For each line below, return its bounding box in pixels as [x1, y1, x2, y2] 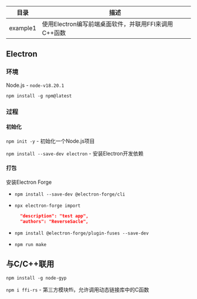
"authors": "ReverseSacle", [20, 219, 89, 224]
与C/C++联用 [6, 259, 55, 269]
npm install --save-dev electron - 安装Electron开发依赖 [6, 150, 144, 157]
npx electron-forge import [14, 203, 81, 209]
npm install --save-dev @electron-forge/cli [14, 192, 125, 197]
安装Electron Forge [6, 179, 52, 186]
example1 [9, 24, 37, 32]
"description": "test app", [20, 213, 89, 219]
